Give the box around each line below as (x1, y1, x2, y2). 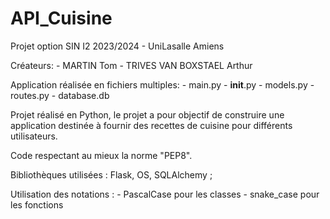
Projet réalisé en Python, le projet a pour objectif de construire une (10, 108, 285, 121)
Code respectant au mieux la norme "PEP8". (10, 149, 193, 161)
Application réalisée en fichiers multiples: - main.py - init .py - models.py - (10, 78, 315, 91)
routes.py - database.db (10, 89, 110, 101)
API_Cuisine (10, 7, 113, 30)
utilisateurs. (10, 130, 58, 142)
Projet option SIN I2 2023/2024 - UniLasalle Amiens (10, 40, 225, 52)
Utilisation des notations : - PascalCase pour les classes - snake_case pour (10, 188, 320, 200)
